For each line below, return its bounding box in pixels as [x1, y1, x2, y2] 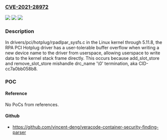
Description [5, 28, 34, 35]
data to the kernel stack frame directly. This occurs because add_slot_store [5, 55, 160, 61]
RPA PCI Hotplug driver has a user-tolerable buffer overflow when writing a [5, 44, 160, 50]
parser [12, 129, 26, 135]
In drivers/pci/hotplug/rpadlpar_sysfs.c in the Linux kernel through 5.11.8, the [5, 39, 163, 45]
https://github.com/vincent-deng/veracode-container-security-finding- [12, 124, 159, 130]
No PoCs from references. [5, 101, 59, 108]
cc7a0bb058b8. [5, 66, 38, 72]
